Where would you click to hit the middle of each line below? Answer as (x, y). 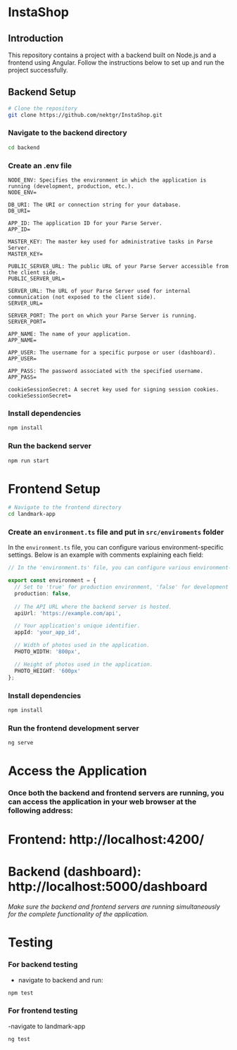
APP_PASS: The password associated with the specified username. (105, 371)
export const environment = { (52, 581)
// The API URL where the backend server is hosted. (93, 607)
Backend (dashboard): (75, 872)
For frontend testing (43, 1011)
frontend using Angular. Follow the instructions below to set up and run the (116, 63)
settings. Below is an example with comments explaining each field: (106, 555)
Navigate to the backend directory (68, 133)
